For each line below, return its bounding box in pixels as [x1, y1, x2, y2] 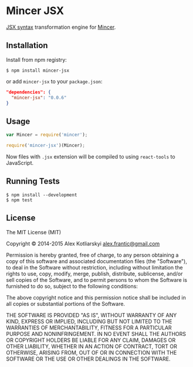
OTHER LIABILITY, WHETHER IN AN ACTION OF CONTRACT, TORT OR [6, 342, 177, 350]
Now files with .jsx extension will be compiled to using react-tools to [6, 153, 175, 160]
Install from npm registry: [6, 56, 67, 63]
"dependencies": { [6, 89, 51, 95]
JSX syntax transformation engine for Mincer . [6, 23, 116, 31]
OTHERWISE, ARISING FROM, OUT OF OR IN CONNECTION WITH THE [6, 349, 177, 356]
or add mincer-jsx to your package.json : [6, 78, 103, 85]
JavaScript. [6, 159, 34, 166]
